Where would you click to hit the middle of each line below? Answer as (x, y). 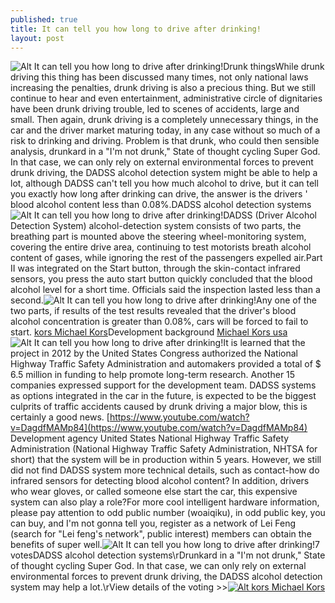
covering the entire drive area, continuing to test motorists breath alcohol (161, 247)
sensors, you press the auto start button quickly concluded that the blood (161, 279)
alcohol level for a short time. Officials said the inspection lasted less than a (165, 290)
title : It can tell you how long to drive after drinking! (136, 29)
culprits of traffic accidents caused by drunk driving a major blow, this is (159, 407)
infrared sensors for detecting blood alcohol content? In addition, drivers (160, 481)
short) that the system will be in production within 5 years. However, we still (166, 460)
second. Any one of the (163, 300)
